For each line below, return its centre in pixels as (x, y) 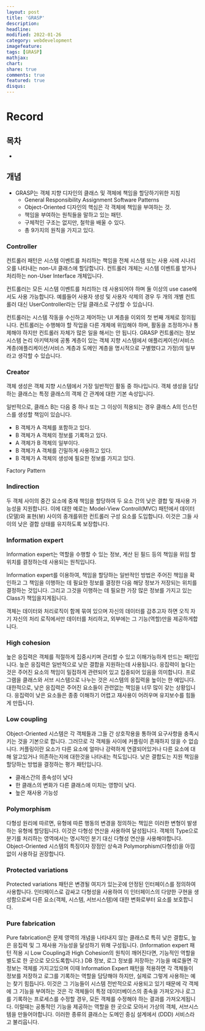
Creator (18, 372)
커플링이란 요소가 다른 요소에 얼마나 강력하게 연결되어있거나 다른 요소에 (104, 749)
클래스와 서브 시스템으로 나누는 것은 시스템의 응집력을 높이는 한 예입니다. (109, 680)
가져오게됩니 (181, 999)
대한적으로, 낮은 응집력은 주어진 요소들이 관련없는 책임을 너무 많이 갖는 (90, 688)
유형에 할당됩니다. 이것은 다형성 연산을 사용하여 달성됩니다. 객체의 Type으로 (108, 831)
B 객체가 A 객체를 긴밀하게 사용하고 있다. (64, 451)
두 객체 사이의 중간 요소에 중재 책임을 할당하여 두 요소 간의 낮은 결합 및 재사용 (99, 501)
